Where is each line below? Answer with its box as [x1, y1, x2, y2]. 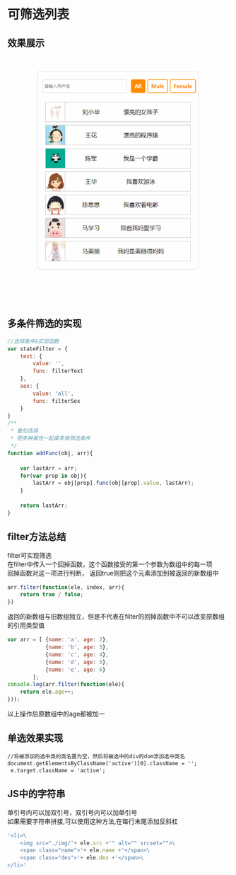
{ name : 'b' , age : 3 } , [45, 644, 110, 651]
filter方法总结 [7, 531, 66, 543]
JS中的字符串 [7, 788, 66, 800]
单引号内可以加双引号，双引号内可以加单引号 [7, 808, 138, 816]
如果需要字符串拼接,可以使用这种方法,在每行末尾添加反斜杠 [7, 817, 179, 825]
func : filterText [33, 367, 83, 375]
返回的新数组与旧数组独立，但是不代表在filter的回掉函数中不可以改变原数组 [7, 612, 225, 621]
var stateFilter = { [7, 345, 69, 353]
